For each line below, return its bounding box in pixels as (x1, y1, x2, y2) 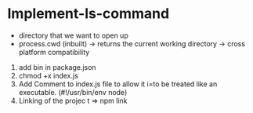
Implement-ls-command (7, 5, 170, 23)
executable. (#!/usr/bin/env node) (18, 87, 128, 97)
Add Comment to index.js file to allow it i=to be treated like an (18, 79, 218, 89)
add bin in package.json (18, 62, 96, 71)
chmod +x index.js (18, 71, 79, 80)
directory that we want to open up (18, 31, 128, 40)
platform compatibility (18, 47, 90, 56)
